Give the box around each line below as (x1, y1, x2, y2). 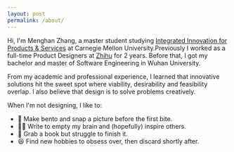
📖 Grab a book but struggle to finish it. (17, 129, 128, 138)
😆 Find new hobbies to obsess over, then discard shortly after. (17, 137, 200, 145)
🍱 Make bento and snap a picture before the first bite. (17, 114, 173, 123)
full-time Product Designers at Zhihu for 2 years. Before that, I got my (7, 51, 209, 60)
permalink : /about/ (7, 17, 65, 24)
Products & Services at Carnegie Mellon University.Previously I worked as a (7, 44, 226, 52)
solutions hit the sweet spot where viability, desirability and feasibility (7, 80, 208, 88)
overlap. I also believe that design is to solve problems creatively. (7, 87, 196, 96)
